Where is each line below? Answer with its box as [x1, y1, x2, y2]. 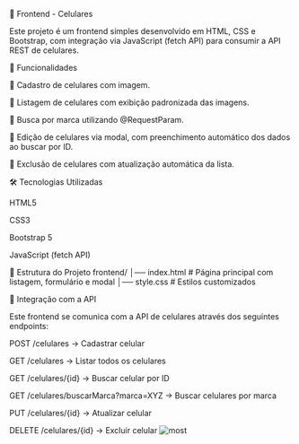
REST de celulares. [9, 45, 79, 56]
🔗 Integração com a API [9, 294, 97, 304]
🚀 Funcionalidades [9, 63, 78, 73]
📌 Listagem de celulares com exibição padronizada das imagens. [9, 97, 250, 108]
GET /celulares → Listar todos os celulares [9, 355, 166, 366]
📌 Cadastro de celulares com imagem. [9, 80, 151, 90]
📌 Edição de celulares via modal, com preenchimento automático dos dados [9, 132, 291, 143]
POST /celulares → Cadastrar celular [9, 338, 145, 349]
